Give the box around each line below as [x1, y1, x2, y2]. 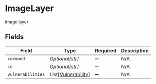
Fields [5, 33, 24, 41]
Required [95, 47, 117, 54]
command [7, 56, 25, 61]
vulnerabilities [7, 71, 45, 77]
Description [121, 47, 149, 54]
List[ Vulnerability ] [49, 71, 90, 78]
